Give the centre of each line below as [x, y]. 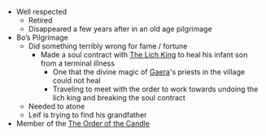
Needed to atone [57, 106]
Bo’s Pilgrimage [42, 37]
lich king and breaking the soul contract [119, 98]
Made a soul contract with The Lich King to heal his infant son [144, 55]
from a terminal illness [78, 63]
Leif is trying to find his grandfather [87, 115]
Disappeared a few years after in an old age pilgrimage [120, 29]
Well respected [41, 12]
